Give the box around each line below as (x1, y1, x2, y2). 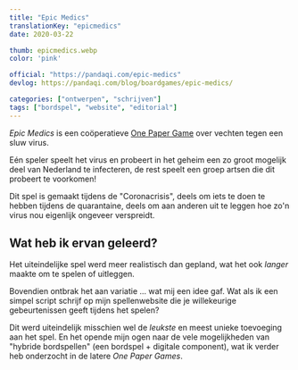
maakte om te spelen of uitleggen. (9, 269, 136, 280)
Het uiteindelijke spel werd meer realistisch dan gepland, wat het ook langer (9, 259, 288, 270)
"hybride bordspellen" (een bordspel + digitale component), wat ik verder (9, 341, 279, 352)
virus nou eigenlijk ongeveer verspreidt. (9, 209, 155, 220)
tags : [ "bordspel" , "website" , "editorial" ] (9, 103, 178, 112)
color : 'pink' (9, 55, 62, 63)
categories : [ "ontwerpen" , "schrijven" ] (9, 95, 162, 104)
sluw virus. (9, 137, 49, 147)
